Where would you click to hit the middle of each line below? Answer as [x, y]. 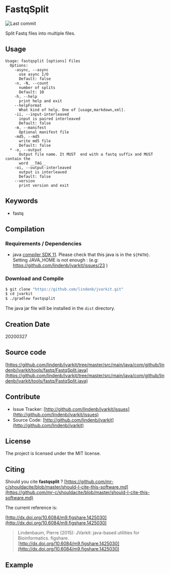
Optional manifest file [44, 132]
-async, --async [32, 70]
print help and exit [40, 101]
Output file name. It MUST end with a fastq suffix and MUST [86, 154]
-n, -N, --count [32, 83]
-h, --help [26, 97]
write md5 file [35, 141]
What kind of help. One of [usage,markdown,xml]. [72, 110]
